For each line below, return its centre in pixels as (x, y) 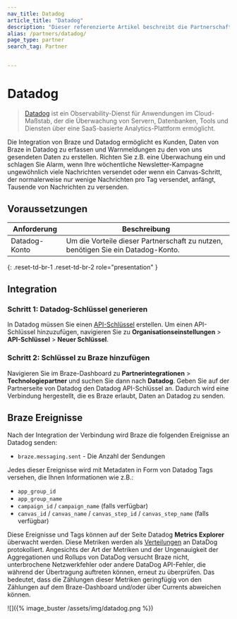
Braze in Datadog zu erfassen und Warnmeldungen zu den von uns (105, 149)
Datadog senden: (32, 442)
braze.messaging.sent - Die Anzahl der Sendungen (91, 456)
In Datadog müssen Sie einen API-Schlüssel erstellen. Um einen (100, 324)
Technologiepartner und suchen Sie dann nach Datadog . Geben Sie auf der (119, 381)
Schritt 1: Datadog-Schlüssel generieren (78, 309)
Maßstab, (38, 121)
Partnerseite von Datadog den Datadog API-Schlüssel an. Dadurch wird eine (118, 388)
